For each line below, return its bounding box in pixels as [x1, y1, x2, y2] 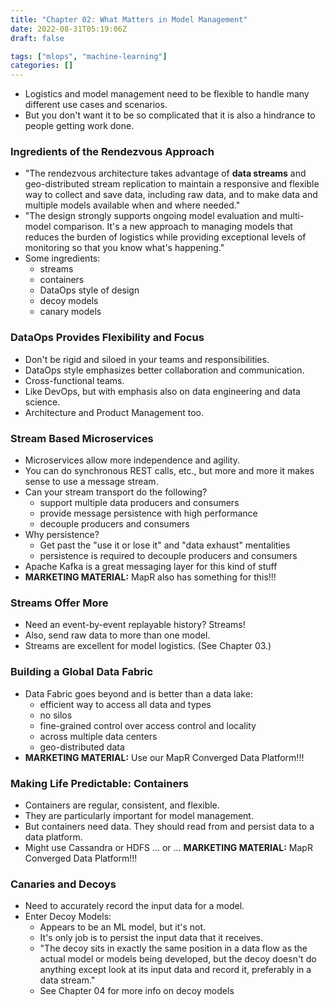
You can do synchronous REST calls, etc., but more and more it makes [24, 465, 315, 477]
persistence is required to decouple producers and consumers [39, 550, 298, 562]
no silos [39, 709, 73, 721]
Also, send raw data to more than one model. [24, 629, 211, 641]
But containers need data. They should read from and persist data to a [24, 820, 315, 832]
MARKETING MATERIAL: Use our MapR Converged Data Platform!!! [24, 751, 305, 763]
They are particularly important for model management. [24, 809, 254, 821]
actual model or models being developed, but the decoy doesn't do [39, 953, 317, 965]
